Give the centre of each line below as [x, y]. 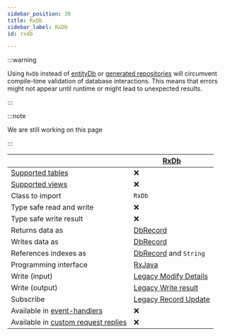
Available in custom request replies [69, 323]
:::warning [22, 60]
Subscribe [28, 299]
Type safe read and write [52, 207]
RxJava [146, 265]
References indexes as [48, 253]
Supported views [39, 185]
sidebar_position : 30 [39, 14]
